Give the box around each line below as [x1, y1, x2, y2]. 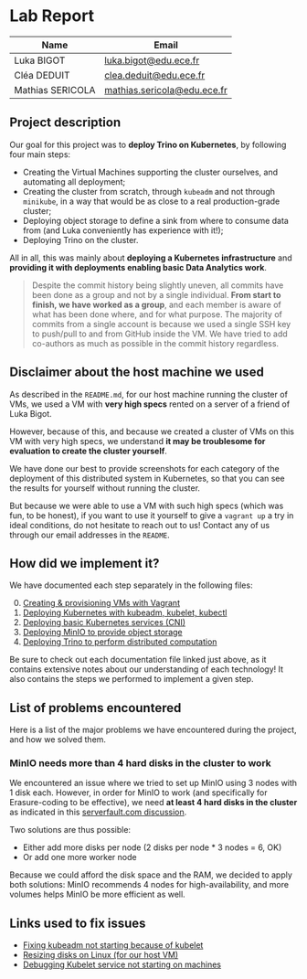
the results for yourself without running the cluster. [9, 482, 201, 494]
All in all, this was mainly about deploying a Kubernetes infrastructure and [9, 252, 292, 263]
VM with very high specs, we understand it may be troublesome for [9, 435, 266, 446]
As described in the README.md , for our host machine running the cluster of [9, 388, 288, 399]
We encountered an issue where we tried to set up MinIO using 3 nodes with [9, 778, 298, 789]
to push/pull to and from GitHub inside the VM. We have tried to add [31, 328, 288, 339]
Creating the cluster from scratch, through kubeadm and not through [22, 186, 276, 197]
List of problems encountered [9, 700, 182, 716]
